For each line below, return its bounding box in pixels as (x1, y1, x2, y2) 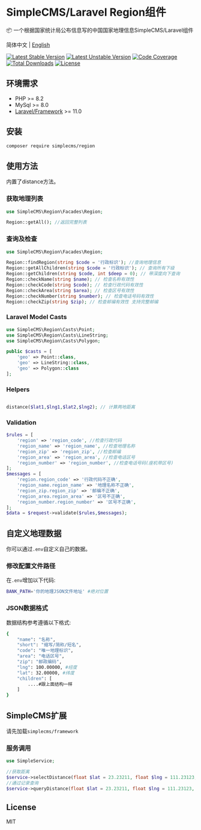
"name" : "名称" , (17, 636, 56, 642)
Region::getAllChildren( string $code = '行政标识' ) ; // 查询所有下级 (6, 265, 175, 271)
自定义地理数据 (6, 528, 62, 539)
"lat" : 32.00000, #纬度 (17, 670, 75, 676)
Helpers (6, 385, 30, 394)
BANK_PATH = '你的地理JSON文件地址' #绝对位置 (6, 588, 109, 595)
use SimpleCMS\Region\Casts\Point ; (6, 326, 95, 332)
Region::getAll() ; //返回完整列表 (6, 219, 87, 225)
